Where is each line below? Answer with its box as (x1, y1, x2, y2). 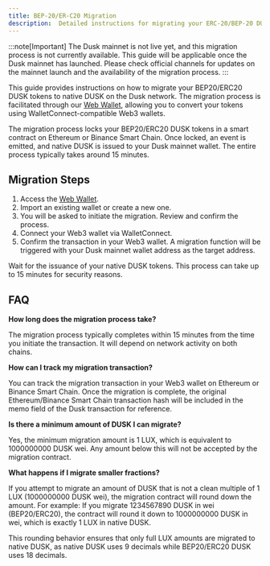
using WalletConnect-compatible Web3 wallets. (8, 108, 166, 118)
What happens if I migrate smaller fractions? (8, 468, 161, 477)
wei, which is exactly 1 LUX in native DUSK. (8, 518, 151, 527)
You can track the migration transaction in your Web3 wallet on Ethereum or (8, 378, 260, 388)
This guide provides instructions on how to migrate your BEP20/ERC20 (8, 82, 243, 93)
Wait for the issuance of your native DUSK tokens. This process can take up (8, 261, 260, 271)
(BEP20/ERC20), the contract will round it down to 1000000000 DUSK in (8, 509, 248, 519)
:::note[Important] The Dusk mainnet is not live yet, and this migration (8, 41, 238, 51)
